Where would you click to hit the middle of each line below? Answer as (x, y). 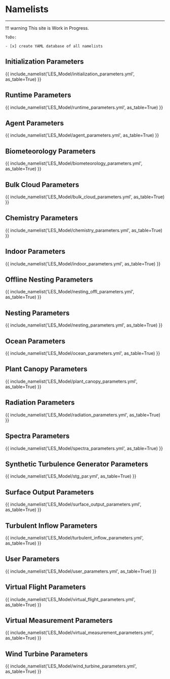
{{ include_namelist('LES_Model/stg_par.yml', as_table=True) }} (71, 476)
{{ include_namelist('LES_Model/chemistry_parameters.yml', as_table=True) (84, 230)
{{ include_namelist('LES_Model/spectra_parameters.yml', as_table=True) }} (84, 448)
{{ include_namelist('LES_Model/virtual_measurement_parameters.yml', (79, 632)
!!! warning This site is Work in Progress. (47, 28)
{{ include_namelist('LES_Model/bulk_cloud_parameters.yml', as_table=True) (85, 197)
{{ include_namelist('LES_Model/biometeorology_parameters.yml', (74, 163)
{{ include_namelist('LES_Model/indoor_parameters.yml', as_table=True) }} (83, 263)
